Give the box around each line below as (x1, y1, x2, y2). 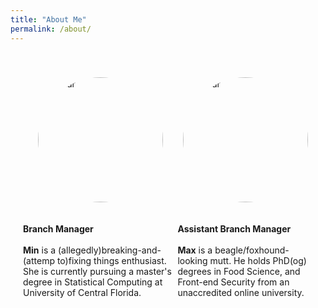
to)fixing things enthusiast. (56, 254, 167, 266)
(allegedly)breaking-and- (58, 244, 162, 256)
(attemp (23, 254, 55, 266)
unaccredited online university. (177, 286, 305, 298)
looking (177, 254, 208, 266)
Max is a (177, 244, 213, 256)
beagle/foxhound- (214, 244, 290, 256)
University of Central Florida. (23, 286, 142, 298)
